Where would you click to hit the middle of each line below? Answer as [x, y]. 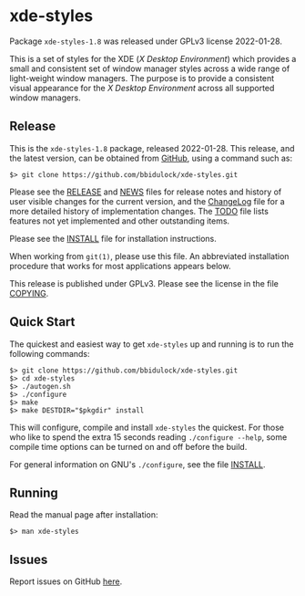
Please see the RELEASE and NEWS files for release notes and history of [146, 192]
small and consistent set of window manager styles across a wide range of [150, 68]
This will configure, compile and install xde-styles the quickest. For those [147, 427]
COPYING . [29, 293]
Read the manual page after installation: [84, 515]
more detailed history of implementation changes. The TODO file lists [139, 211]
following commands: [50, 353]
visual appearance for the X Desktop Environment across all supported [142, 88]
